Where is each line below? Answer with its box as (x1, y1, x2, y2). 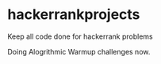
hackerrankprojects (7, 6, 140, 24)
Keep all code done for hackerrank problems (7, 32, 154, 41)
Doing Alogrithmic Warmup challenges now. (7, 47, 151, 56)
